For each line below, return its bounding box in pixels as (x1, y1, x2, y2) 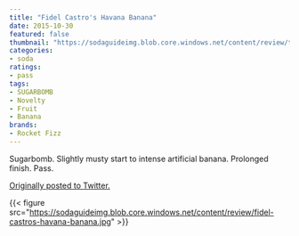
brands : (9, 121, 38, 130)
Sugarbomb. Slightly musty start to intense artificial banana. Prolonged (9, 153, 269, 164)
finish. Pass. (9, 162, 54, 174)
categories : (9, 46, 53, 55)
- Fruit (9, 104, 38, 113)
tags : (9, 79, 29, 88)
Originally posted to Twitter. (9, 180, 111, 191)
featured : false (9, 29, 69, 38)
